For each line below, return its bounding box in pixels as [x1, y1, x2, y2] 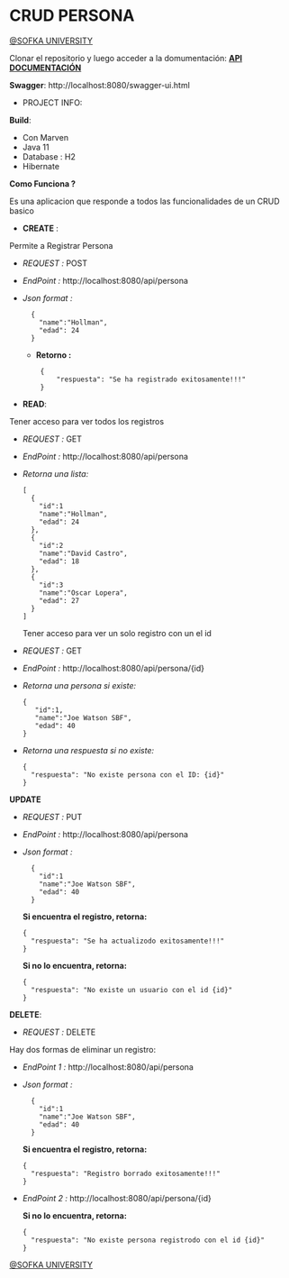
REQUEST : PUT [22, 811, 83, 822]
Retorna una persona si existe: [22, 680, 137, 690]
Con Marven [22, 132, 69, 142]
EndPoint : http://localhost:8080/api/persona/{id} [22, 662, 205, 673]
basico [9, 205, 34, 216]
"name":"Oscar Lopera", [39, 588, 128, 598]
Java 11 [22, 141, 50, 152]
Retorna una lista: [22, 468, 89, 479]
